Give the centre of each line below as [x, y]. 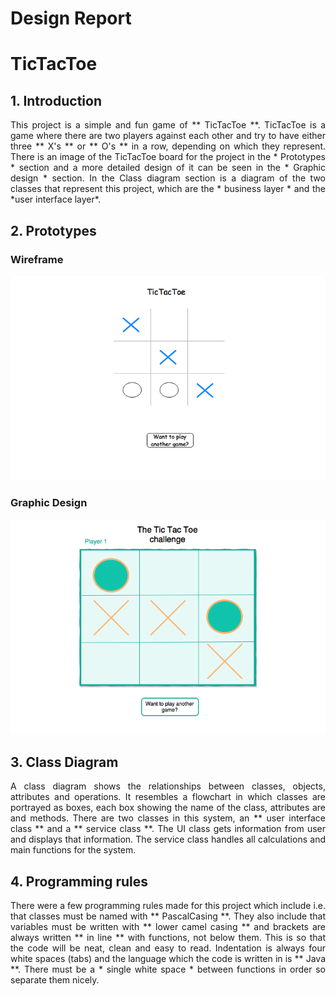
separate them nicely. [55, 980]
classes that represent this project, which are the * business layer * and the [168, 189]
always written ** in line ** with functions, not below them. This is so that [168, 938]
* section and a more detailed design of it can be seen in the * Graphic [168, 168]
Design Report [71, 18]
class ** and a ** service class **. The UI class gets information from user [168, 829]
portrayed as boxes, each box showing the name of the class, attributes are [168, 808]
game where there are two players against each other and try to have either [168, 136]
